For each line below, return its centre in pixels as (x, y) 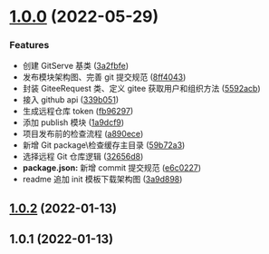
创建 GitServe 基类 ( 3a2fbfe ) (76, 66)
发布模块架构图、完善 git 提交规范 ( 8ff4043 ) (104, 77)
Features (29, 45)
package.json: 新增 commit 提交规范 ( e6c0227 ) (112, 168)
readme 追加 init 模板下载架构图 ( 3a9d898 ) (102, 180)
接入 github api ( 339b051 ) (71, 100)
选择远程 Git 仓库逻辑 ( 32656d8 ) (83, 157)
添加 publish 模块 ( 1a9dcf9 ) (73, 122)
